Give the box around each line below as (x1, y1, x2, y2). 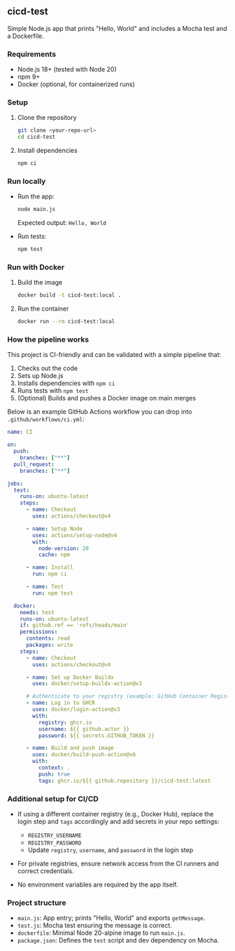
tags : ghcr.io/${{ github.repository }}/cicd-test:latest (38, 777, 211, 784)
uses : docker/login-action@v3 (32, 706, 120, 713)
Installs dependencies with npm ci (17, 379, 115, 388)
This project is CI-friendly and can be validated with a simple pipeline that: (7, 351, 222, 359)
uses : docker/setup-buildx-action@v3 (32, 680, 142, 687)
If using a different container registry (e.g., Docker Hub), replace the (17, 809, 214, 818)
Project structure (7, 898, 66, 908)
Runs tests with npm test (17, 386, 89, 395)
